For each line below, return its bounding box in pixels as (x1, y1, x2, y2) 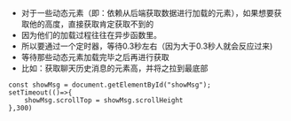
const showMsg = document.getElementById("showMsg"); (8, 80, 212, 89)
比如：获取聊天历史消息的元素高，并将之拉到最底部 (20, 63, 208, 73)
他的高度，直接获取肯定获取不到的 (28, 19, 154, 29)
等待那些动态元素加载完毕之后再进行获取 (20, 52, 169, 62)
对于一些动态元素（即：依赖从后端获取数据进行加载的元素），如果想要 (20, 8, 274, 18)
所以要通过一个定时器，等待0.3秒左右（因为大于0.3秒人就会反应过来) (20, 41, 273, 51)
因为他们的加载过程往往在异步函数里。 (20, 30, 161, 40)
